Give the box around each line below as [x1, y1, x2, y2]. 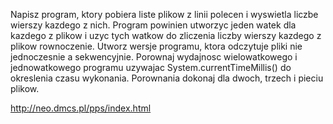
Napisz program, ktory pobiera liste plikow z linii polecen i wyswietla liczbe [10, 9, 319, 20]
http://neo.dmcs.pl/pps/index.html [10, 102, 152, 114]
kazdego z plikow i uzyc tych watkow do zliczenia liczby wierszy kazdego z [10, 30, 322, 41]
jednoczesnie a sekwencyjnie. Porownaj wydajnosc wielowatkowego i [10, 51, 298, 63]
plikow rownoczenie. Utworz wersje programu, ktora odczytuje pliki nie [10, 40, 303, 52]
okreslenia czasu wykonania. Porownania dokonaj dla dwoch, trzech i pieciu [10, 72, 324, 84]
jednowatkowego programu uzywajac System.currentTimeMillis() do [10, 62, 292, 73]
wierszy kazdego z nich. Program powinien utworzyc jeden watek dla [10, 19, 297, 31]
